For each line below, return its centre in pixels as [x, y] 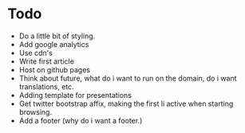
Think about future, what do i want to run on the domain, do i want [128, 78]
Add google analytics [54, 44]
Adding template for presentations [75, 95]
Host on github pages [55, 69]
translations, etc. [47, 86]
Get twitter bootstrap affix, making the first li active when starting [126, 104]
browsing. [36, 111]
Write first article [47, 61]
